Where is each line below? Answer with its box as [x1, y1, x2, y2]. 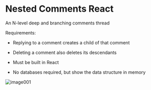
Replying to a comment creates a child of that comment [12, 39, 130, 46]
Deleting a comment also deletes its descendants [12, 49, 117, 55]
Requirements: [5, 29, 36, 36]
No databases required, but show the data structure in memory [12, 69, 146, 75]
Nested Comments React [5, 3, 114, 15]
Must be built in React [12, 59, 59, 65]
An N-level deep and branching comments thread [5, 20, 110, 26]
